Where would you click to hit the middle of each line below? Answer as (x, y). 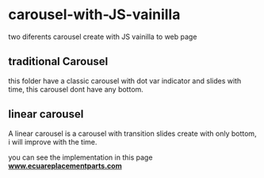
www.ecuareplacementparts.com (65, 165)
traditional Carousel (58, 62)
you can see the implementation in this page (80, 157)
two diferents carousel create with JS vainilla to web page (103, 37)
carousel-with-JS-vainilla (94, 15)
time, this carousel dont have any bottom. (76, 89)
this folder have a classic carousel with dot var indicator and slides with (125, 80)
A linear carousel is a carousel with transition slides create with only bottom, (132, 133)
